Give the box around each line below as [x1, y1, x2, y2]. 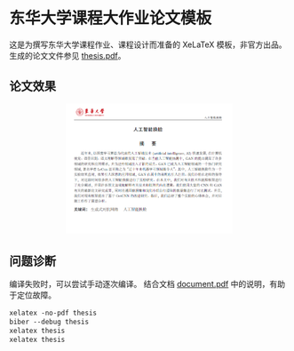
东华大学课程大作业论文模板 [9, 8, 212, 28]
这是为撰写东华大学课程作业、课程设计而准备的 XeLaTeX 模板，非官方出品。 [9, 39, 287, 50]
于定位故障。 [9, 290, 56, 300]
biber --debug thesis [9, 317, 90, 327]
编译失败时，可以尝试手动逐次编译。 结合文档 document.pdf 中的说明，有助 [9, 279, 286, 290]
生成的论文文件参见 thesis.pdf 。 [9, 50, 126, 60]
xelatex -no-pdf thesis [9, 308, 98, 318]
